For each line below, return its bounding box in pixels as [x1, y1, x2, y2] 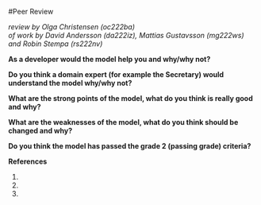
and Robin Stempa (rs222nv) [8, 39, 103, 48]
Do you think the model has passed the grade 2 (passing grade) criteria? [8, 141, 251, 150]
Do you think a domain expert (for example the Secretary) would [8, 70, 225, 79]
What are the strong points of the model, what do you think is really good [8, 94, 254, 102]
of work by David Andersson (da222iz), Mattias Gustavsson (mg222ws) [8, 31, 244, 40]
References [8, 157, 48, 166]
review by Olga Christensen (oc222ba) [8, 22, 136, 31]
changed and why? [8, 126, 73, 135]
